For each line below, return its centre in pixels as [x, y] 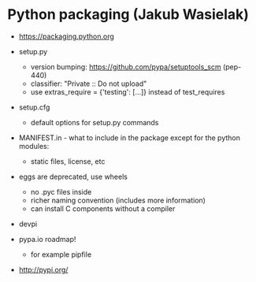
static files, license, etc [68, 161]
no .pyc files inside [61, 191]
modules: [34, 146]
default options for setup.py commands [95, 122]
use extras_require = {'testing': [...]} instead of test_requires [128, 91]
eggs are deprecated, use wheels [73, 176]
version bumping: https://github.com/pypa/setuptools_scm [126, 67]
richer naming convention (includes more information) [118, 200]
